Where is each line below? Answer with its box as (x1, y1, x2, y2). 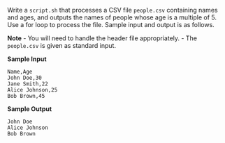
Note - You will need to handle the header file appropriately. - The (7, 34, 198, 42)
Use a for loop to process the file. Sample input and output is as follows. (7, 21, 215, 28)
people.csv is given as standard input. (7, 42, 117, 49)
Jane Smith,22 (7, 81, 49, 87)
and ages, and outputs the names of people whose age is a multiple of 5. (7, 13, 217, 22)
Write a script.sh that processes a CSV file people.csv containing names (7, 6, 218, 14)
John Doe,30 (7, 74, 42, 81)
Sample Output (7, 105, 52, 113)
